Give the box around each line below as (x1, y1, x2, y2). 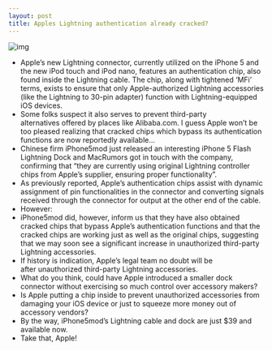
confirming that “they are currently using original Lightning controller (19, 161, 250, 170)
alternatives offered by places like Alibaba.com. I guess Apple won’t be (19, 118, 258, 127)
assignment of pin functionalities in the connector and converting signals (19, 186, 265, 196)
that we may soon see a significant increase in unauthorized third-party (19, 238, 260, 248)
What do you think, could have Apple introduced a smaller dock (19, 272, 233, 282)
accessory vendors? (19, 307, 89, 317)
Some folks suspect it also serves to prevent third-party (19, 109, 207, 118)
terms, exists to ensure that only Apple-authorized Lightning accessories (19, 83, 264, 93)
